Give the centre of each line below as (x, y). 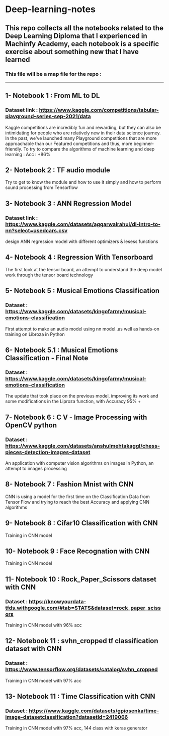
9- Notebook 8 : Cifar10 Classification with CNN (81, 523)
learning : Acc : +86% (28, 154)
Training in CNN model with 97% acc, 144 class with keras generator (76, 728)
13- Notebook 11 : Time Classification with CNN (80, 696)
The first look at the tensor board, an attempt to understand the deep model (84, 269)
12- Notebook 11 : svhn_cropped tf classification (82, 641)
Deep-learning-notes (50, 9)
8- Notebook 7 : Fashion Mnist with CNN (69, 484)
